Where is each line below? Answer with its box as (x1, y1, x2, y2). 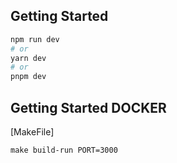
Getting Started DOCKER (10, 99, 167, 116)
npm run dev (10, 34, 60, 44)
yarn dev (10, 53, 47, 63)
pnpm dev (10, 72, 47, 82)
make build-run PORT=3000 (10, 145, 118, 155)
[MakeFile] (10, 126, 55, 138)
